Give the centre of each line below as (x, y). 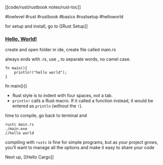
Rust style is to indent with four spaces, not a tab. (63, 96)
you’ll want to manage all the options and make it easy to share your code (80, 148)
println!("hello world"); (41, 73)
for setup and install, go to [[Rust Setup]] (46, 26)
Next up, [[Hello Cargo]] (30, 157)
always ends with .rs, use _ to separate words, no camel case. (68, 59)
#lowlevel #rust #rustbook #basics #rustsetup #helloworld (64, 16)
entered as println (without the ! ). (47, 106)
